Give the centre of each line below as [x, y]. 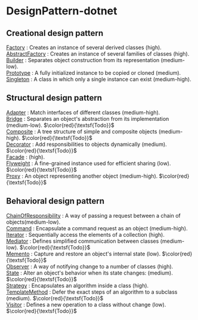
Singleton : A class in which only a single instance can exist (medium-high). [99, 79]
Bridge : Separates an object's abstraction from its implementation [88, 118]
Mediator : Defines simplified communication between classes [83, 241]
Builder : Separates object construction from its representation [83, 60]
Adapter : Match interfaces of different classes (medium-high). [83, 112]
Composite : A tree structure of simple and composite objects [82, 131]
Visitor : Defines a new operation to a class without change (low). [86, 304]
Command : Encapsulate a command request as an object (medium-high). [97, 228]
